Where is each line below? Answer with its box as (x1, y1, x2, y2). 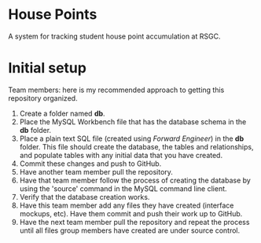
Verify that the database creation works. (19, 192, 150, 201)
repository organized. (8, 93, 78, 103)
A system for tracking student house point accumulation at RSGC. (8, 31, 221, 41)
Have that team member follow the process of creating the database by (19, 175, 252, 185)
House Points (8, 6, 97, 24)
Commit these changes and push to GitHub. (19, 159, 162, 168)
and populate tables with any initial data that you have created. (19, 150, 222, 160)
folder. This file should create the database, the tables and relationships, (19, 142, 254, 151)
